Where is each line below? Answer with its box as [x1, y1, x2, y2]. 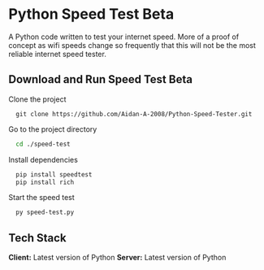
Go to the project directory [8, 124, 97, 134]
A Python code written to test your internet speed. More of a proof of [8, 32, 240, 41]
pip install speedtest [15, 170, 93, 179]
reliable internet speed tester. [8, 49, 107, 59]
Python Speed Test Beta [8, 5, 175, 24]
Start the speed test [8, 193, 75, 202]
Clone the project [8, 94, 67, 104]
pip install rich [15, 178, 75, 186]
